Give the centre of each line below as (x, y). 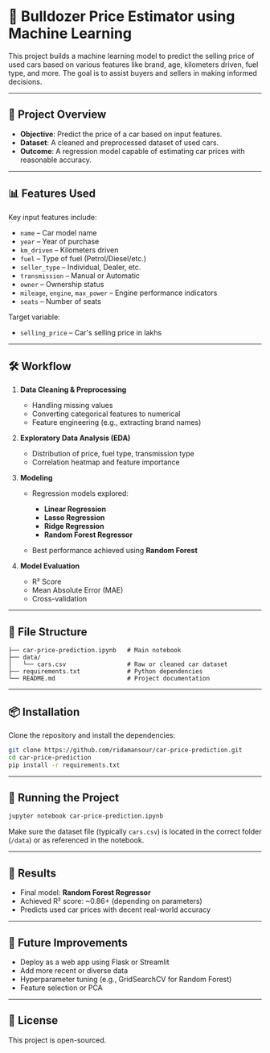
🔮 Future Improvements (68, 943)
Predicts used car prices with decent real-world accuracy (115, 909)
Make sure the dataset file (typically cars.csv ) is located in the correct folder (135, 832)
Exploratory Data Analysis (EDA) (75, 438)
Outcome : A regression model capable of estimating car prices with (132, 151)
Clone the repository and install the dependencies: (92, 735)
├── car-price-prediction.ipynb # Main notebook (95, 651)
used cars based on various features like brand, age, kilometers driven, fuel (133, 65)
